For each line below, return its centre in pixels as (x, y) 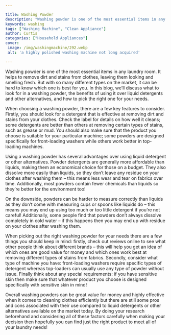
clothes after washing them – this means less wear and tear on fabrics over (84, 178)
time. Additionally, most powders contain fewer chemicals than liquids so (82, 183)
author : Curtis (21, 34)
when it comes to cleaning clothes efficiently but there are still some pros (82, 300)
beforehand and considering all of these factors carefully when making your (85, 316)
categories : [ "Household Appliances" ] (46, 38)
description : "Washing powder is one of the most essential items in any (86, 19)
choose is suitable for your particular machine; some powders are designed (85, 135)
